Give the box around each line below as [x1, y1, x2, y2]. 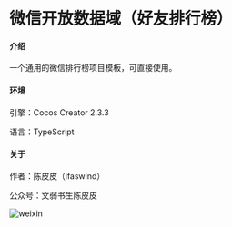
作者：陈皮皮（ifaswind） [9, 170, 106, 182]
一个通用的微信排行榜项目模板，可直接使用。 [9, 63, 177, 74]
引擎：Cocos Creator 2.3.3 [9, 106, 109, 118]
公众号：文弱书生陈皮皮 [9, 190, 97, 201]
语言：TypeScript [9, 126, 75, 137]
